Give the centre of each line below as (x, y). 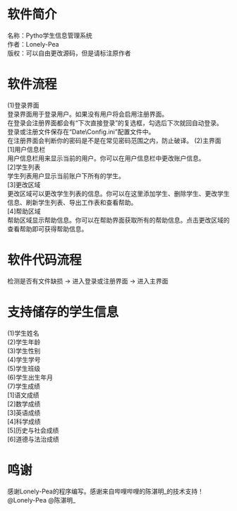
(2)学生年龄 (24, 342)
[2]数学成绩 (24, 404)
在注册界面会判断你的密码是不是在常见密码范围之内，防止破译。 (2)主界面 (114, 140)
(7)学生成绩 (24, 386)
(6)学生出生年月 (30, 377)
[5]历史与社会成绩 (33, 430)
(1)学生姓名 (23, 333)
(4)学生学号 (24, 359)
